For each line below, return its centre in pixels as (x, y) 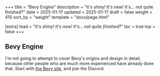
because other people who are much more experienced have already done (79, 63)
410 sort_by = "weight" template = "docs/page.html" (57, 17)
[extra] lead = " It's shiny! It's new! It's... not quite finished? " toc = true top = (80, 26)
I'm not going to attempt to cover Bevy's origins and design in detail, (73, 58)
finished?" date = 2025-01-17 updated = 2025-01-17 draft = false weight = (79, 12)
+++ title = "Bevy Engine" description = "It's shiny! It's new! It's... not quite (79, 7)
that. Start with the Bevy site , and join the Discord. (55, 68)
